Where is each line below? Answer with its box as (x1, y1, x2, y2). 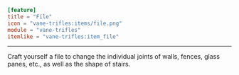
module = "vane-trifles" (7, 26, 81, 33)
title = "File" (7, 13, 53, 21)
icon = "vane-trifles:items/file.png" (7, 20, 122, 27)
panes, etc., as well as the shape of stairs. (7, 60, 131, 69)
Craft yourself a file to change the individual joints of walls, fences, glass (7, 52, 221, 61)
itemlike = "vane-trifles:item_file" (7, 33, 119, 40)
